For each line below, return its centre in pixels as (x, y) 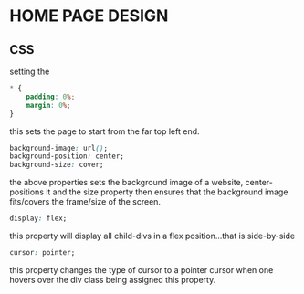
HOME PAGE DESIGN (89, 16)
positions (26, 192)
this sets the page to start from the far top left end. (105, 131)
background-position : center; (67, 156)
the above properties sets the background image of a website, (126, 183)
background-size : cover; (57, 165)
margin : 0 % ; (48, 105)
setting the (30, 71)
